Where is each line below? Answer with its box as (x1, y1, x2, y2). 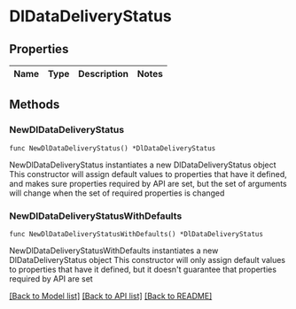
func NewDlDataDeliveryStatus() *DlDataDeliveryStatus (9, 143, 216, 152)
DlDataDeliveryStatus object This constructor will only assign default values (9, 254, 286, 265)
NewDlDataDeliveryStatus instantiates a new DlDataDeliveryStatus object (9, 159, 277, 170)
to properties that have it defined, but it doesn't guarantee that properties (9, 264, 277, 274)
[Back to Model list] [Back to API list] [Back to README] (9, 290, 213, 301)
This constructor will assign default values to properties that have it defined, (9, 168, 288, 179)
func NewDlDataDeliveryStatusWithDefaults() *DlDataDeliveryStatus (9, 229, 264, 238)
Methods (9, 97, 60, 112)
